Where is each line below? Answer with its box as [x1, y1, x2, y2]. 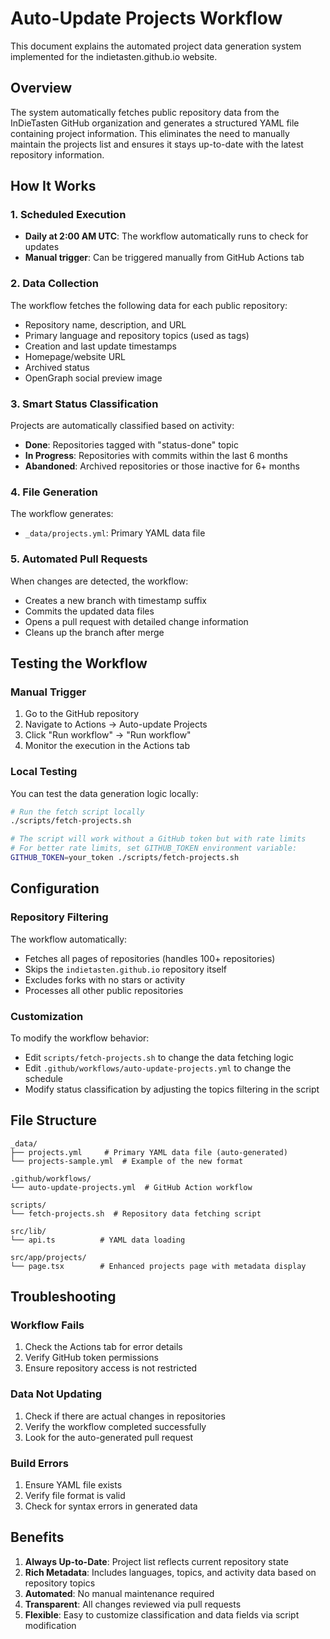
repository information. [10, 148, 105, 161]
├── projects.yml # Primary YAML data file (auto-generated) [10, 1147, 288, 1157]
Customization [10, 1009, 84, 1023]
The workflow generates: [10, 508, 114, 520]
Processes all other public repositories [24, 984, 184, 996]
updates [24, 241, 60, 253]
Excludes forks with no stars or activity [24, 973, 186, 986]
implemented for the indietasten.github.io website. [10, 50, 218, 62]
